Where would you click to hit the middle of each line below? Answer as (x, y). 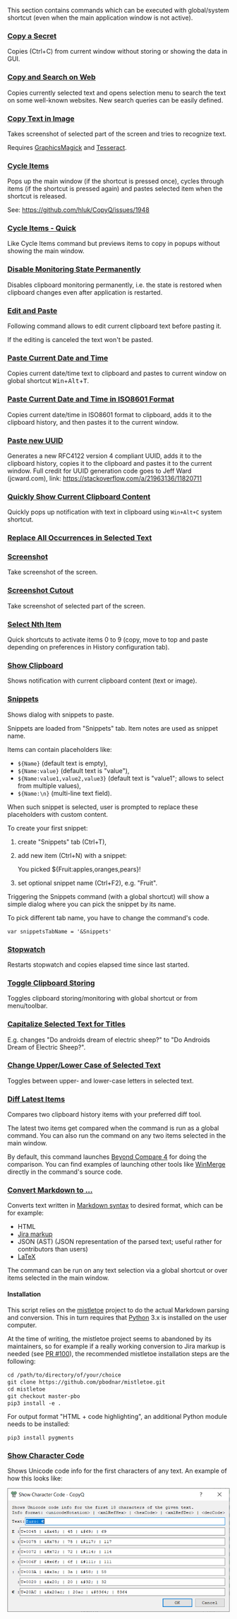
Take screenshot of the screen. (53, 572)
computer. (22, 1325)
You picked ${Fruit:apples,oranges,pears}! (79, 869)
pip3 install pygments (41, 1437)
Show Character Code (46, 1455)
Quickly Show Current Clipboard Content (79, 496)
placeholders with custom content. (57, 814)
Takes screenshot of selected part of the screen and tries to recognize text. (117, 134)
